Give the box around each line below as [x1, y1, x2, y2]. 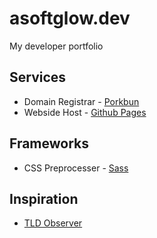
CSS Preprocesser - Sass [23, 162, 129, 174]
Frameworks [9, 135, 90, 152]
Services [9, 69, 67, 86]
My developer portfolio [9, 40, 104, 52]
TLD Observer [23, 217, 83, 229]
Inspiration [9, 190, 79, 207]
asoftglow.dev [9, 7, 131, 30]
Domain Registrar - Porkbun [23, 95, 140, 107]
